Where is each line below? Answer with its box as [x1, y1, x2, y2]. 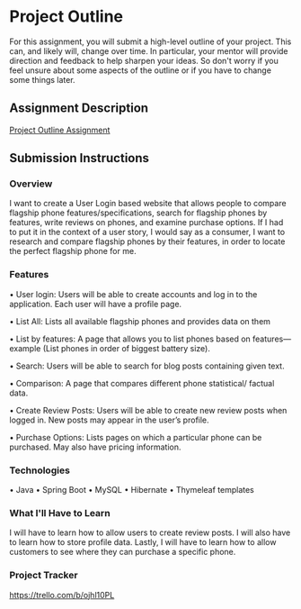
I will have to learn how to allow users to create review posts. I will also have [9, 527, 291, 538]
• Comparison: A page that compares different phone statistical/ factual [9, 377, 275, 388]
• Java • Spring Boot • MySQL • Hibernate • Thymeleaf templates [9, 485, 254, 495]
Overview [9, 177, 53, 190]
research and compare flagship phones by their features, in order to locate [9, 236, 286, 247]
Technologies [9, 464, 70, 477]
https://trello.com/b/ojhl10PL [9, 589, 115, 600]
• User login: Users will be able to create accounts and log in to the [9, 288, 258, 299]
